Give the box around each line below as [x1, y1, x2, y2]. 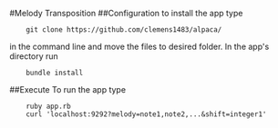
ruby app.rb [26, 102, 71, 111]
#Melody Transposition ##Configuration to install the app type [9, 8, 243, 18]
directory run [9, 51, 59, 62]
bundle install [26, 68, 84, 77]
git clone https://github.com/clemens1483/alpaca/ [26, 25, 222, 34]
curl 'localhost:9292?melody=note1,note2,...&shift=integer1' [26, 110, 267, 119]
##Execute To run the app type [9, 84, 126, 94]
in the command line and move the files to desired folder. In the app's [9, 41, 270, 52]
